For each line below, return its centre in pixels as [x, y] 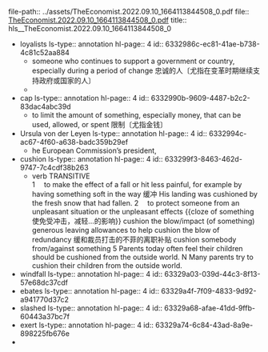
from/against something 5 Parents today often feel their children [137, 248]
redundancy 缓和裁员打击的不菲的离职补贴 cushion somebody [134, 240]
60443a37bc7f [45, 316]
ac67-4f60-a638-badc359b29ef [74, 142]
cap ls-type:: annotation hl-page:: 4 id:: [84, 98]
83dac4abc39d [45, 106]
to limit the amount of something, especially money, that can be [136, 115]
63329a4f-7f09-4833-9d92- [209, 291]
